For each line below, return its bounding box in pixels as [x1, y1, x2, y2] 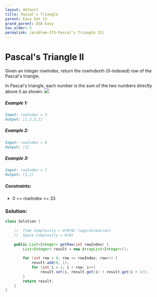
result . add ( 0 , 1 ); [31, 260, 69, 265]
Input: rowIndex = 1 [5, 168, 48, 173]
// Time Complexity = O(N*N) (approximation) [14, 228, 111, 233]
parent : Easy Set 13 [5, 16, 48, 21]
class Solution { [5, 219, 41, 224]
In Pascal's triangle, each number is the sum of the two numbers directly [5, 83, 153, 88]
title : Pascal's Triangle [5, 12, 58, 17]
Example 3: [5, 155, 29, 161]
